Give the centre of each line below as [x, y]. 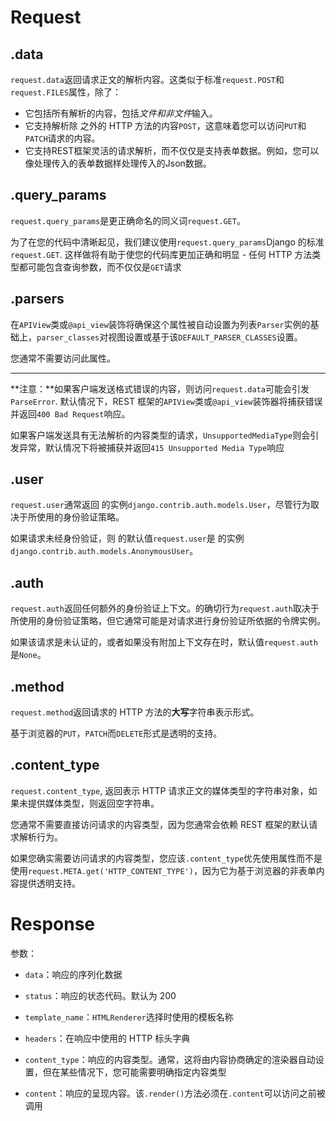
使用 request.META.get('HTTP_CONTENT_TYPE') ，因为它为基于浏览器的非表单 [163, 870]
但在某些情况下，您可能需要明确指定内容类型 [134, 1072]
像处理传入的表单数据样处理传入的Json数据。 [118, 163]
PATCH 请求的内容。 [62, 138]
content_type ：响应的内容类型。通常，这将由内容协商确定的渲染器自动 [170, 1059]
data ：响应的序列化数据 [73, 974]
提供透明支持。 [49, 883]
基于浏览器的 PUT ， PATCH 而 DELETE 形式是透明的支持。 [116, 733]
